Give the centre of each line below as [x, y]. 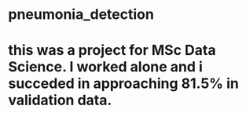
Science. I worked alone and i [105, 67]
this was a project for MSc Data [112, 51]
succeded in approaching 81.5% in [124, 84]
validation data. [60, 100]
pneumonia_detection [81, 15]
